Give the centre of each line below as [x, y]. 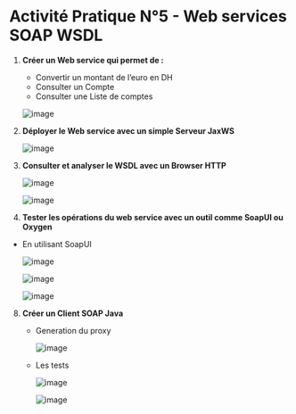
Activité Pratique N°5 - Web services [148, 17]
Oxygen [37, 227]
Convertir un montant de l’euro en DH [104, 77]
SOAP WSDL [56, 35]
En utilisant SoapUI [57, 244]
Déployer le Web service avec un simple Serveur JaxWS [128, 130]
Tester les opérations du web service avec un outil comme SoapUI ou [152, 217]
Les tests [52, 365]
